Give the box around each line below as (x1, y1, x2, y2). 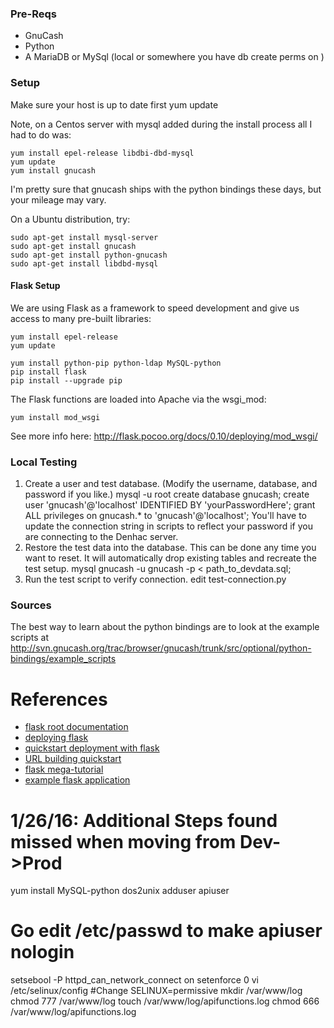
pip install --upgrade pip (10, 375, 123, 386)
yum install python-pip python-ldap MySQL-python (10, 358, 222, 368)
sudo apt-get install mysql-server (10, 232, 159, 242)
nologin (10, 941, 75, 964)
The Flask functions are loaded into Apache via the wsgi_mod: (10, 393, 267, 405)
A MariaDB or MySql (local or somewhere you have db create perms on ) (24, 51, 325, 63)
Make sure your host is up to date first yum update (10, 98, 219, 111)
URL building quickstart (24, 753, 122, 765)
